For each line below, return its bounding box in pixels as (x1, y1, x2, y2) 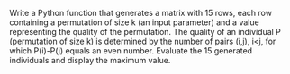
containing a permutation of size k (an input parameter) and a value (9, 17, 259, 28)
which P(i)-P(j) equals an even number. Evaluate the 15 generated (9, 45, 253, 56)
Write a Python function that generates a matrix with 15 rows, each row (9, 8, 273, 18)
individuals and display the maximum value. (9, 55, 171, 65)
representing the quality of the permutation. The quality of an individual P (9, 27, 282, 37)
